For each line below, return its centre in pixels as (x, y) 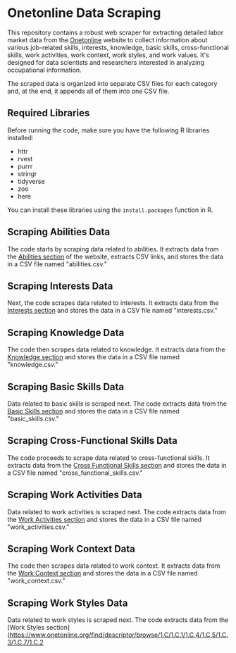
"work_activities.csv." (38, 527)
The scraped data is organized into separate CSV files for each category (112, 83)
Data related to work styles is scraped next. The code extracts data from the (118, 620)
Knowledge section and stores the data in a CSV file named (93, 357)
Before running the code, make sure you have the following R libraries (108, 130)
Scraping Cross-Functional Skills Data (92, 441)
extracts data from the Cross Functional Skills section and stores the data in (117, 465)
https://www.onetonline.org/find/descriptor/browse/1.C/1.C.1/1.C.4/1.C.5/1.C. (119, 635)
